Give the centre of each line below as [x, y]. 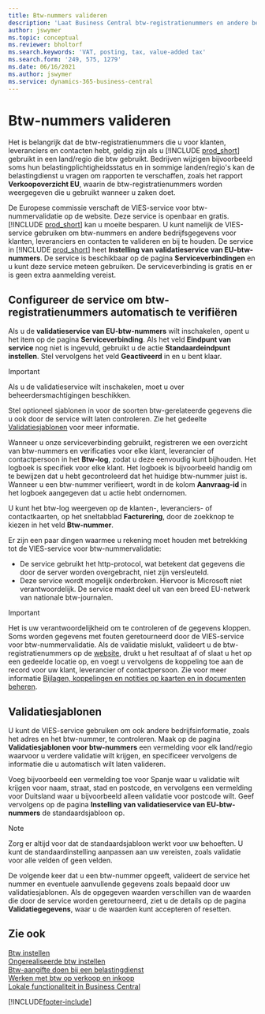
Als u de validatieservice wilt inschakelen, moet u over [96, 387]
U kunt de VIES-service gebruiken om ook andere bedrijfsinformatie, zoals [129, 731]
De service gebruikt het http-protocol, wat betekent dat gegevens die [132, 564]
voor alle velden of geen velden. [60, 860]
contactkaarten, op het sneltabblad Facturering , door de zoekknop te [121, 517]
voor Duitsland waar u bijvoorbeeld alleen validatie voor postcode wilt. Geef [131, 796]
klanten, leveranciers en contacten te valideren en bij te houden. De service [131, 241]
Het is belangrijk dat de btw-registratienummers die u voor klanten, [117, 142]
